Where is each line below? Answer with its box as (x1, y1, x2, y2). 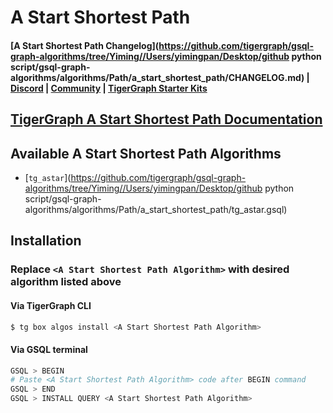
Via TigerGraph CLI (10, 299, 92, 311)
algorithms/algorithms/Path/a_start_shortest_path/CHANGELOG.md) (10, 71, 305, 83)
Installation (10, 232, 82, 250)
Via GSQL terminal (10, 343, 88, 355)
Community (50, 82, 102, 94)
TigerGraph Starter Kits (108, 82, 208, 94)
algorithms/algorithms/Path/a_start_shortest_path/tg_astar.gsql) (24, 203, 288, 215)
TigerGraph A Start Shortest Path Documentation (10, 111, 323, 128)
